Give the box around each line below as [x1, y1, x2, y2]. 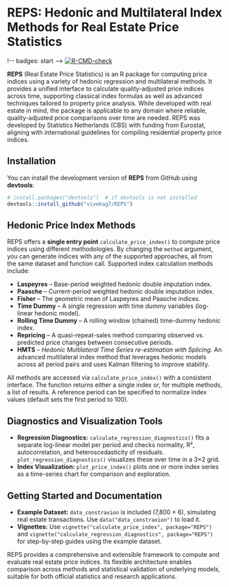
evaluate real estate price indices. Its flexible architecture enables [7, 558, 192, 566]
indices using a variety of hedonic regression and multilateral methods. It [7, 77, 213, 85]
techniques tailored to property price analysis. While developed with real [7, 99, 212, 107]
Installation [7, 156, 56, 167]
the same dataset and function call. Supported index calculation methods [7, 259, 213, 268]
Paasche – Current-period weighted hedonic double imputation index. [16, 287, 215, 296]
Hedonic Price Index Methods [7, 219, 136, 231]
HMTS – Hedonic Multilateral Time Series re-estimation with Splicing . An [16, 346, 222, 354]
